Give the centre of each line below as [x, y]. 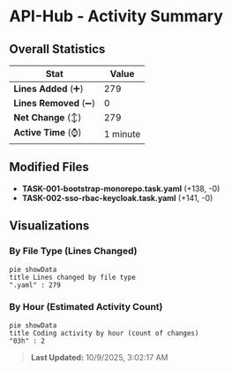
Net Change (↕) [48, 117]
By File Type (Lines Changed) [73, 251]
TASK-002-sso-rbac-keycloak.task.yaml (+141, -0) [117, 197]
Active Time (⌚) [48, 132]
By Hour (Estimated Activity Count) [86, 307]
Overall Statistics [57, 49]
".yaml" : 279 [35, 285]
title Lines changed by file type [73, 277]
